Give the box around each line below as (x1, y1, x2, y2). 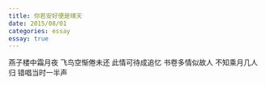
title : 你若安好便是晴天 (8, 11, 83, 20)
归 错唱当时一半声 (8, 68, 67, 78)
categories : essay (8, 27, 71, 35)
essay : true (8, 34, 49, 43)
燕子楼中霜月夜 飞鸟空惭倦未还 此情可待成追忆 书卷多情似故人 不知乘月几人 (8, 57, 258, 67)
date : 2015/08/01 (8, 19, 67, 28)
